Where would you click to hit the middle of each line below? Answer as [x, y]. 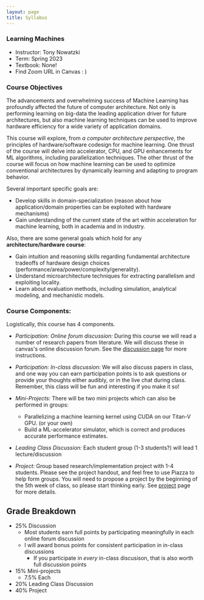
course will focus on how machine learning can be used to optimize [91, 164]
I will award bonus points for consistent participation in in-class [104, 545]
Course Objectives [34, 87]
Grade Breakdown [41, 511]
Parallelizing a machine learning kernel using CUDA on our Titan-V [107, 417]
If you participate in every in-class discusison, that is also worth [113, 558]
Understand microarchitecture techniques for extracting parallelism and [105, 276]
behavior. [18, 177]
